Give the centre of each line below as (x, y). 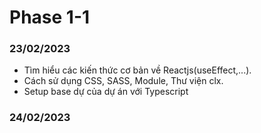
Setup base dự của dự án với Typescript (106, 92)
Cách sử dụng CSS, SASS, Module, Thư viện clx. (123, 81)
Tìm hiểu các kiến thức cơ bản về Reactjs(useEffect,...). (137, 70)
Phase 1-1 (50, 17)
